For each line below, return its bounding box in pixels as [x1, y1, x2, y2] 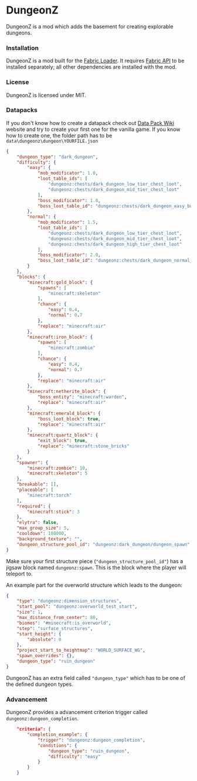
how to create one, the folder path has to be [6, 132, 113, 139]
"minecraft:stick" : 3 [27, 509, 80, 514]
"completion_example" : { [27, 732, 88, 738]
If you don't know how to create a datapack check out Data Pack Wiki [6, 119, 175, 126]
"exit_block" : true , [37, 438, 88, 444]
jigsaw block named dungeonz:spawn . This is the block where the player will [6, 564, 186, 571]
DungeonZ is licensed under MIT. [6, 92, 87, 99]
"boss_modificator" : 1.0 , [37, 197, 101, 203]
